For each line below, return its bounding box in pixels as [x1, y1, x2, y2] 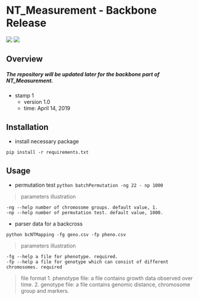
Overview [6, 54, 43, 64]
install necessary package [14, 138, 79, 145]
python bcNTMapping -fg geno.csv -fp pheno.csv [6, 231, 127, 237]
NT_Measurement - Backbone [6, 4, 157, 17]
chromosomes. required [6, 264, 62, 270]
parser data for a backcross [14, 220, 83, 227]
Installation [6, 122, 49, 132]
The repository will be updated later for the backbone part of [6, 70, 160, 78]
